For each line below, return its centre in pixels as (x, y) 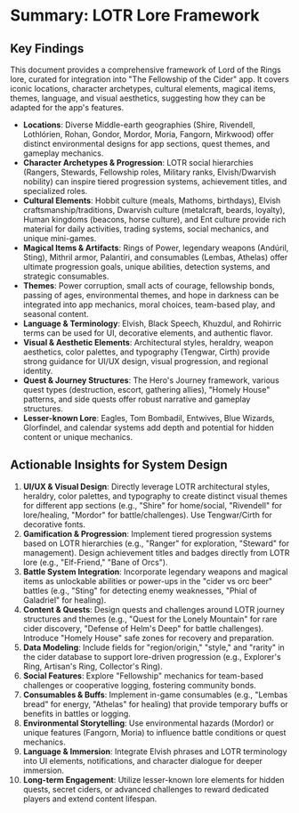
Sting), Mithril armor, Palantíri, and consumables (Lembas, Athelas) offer (155, 257)
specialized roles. (55, 191)
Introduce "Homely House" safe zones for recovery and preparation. (149, 638)
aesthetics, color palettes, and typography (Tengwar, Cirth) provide (146, 352)
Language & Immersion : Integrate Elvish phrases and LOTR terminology (155, 751)
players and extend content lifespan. (90, 799)
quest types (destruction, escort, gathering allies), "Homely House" (146, 390)
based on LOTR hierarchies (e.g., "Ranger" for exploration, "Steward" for (156, 543)
